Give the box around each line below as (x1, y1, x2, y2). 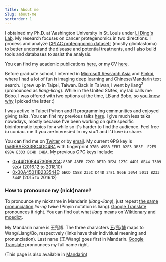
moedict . (5, 214, 23, 220)
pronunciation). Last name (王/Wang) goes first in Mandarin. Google (5, 236, 144, 242)
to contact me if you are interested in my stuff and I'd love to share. (5, 129, 142, 135)
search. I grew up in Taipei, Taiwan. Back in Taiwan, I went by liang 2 (5, 81, 144, 88)
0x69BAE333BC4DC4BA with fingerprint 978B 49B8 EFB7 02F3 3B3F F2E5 (5, 144, 157, 150)
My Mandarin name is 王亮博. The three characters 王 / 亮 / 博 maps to (5, 225, 144, 231)
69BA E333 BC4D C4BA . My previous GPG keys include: (5, 149, 114, 155)
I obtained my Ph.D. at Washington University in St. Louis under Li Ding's (5, 30, 154, 36)
